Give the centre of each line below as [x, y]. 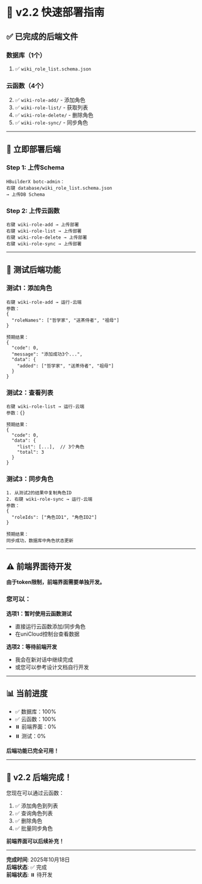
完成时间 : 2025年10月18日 [38, 860]
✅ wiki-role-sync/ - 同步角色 [51, 123]
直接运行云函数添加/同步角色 [50, 626]
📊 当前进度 [27, 693]
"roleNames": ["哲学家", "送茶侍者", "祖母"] [66, 320]
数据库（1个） [26, 55]
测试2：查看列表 [30, 392]
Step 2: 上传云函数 [33, 210]
